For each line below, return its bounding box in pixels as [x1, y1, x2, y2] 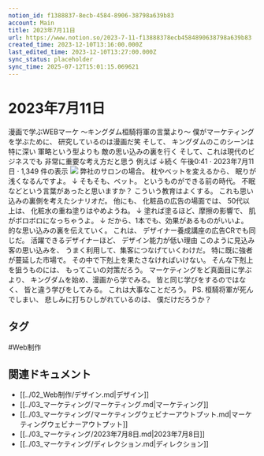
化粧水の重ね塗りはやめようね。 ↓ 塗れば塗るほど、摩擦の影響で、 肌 [30, 206, 256, 215]
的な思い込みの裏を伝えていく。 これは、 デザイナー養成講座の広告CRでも [8, 226, 250, 235]
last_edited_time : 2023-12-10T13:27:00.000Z [8, 48, 157, 56]
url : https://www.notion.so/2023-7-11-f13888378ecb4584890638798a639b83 [8, 33, 252, 42]
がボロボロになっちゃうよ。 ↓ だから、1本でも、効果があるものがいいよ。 [8, 215, 248, 225]
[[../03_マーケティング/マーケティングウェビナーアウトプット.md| [19, 409, 232, 419]
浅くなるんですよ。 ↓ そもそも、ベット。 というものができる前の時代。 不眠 [8, 176, 256, 185]
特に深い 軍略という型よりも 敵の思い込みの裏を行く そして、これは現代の [8, 147, 248, 156]
